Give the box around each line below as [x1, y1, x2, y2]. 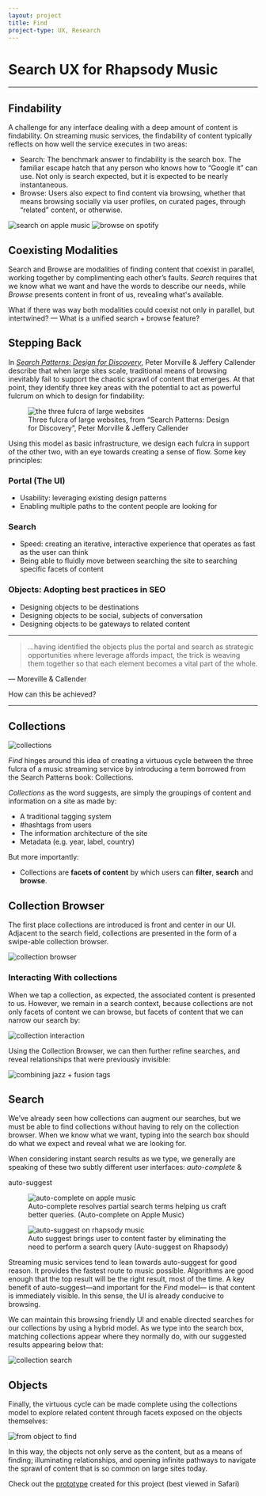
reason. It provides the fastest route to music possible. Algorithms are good [8, 1266, 255, 1275]
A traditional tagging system [19, 812, 112, 822]
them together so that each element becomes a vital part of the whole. [27, 659, 258, 668]
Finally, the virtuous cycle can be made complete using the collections [8, 1399, 237, 1409]
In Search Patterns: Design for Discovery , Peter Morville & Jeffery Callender [8, 357, 256, 366]
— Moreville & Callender [8, 674, 87, 683]
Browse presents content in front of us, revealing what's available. [8, 290, 224, 299]
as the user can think [19, 548, 89, 557]
